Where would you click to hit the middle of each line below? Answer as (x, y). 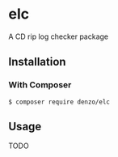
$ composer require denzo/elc (59, 102)
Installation (37, 62)
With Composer (40, 85)
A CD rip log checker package (59, 36)
